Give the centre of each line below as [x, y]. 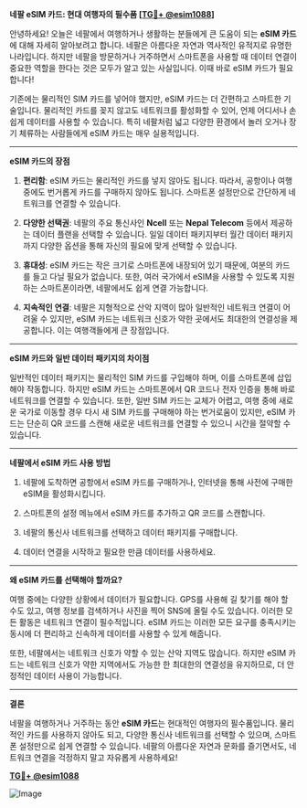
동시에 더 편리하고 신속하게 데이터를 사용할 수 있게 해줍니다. [116, 633]
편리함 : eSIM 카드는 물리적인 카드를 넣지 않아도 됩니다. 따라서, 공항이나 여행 [158, 181]
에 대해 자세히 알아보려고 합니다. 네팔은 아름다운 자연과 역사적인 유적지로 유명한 [151, 45]
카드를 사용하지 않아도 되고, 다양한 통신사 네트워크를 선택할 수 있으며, [149, 734]
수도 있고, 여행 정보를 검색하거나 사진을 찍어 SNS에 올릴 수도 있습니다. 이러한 [147, 611]
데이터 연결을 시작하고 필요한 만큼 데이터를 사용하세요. [119, 552]
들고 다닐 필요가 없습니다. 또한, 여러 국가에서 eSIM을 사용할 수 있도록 [155, 276]
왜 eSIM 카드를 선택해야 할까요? [66, 580]
